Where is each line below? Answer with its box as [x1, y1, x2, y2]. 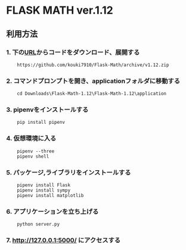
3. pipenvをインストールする [6, 105, 89, 114]
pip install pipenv [17, 120, 66, 126]
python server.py [17, 221, 60, 227]
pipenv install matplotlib [17, 193, 84, 199]
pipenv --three [17, 148, 55, 154]
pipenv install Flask [17, 182, 70, 188]
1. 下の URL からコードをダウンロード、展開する [6, 48, 140, 57]
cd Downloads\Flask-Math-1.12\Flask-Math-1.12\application [17, 90, 167, 97]
